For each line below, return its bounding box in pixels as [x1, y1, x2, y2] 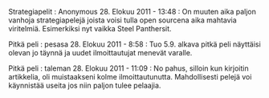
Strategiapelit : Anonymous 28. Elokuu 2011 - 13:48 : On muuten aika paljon [8, 7, 257, 16]
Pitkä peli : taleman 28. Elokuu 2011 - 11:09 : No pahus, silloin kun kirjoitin [8, 63, 249, 73]
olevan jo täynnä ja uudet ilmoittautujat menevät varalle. [8, 48, 193, 57]
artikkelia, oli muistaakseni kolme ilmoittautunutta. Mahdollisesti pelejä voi [8, 72, 252, 81]
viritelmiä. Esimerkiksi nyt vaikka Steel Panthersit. [8, 24, 172, 33]
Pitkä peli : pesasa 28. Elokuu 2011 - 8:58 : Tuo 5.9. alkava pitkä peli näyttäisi [8, 39, 261, 49]
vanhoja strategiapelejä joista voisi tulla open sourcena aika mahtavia [8, 15, 237, 25]
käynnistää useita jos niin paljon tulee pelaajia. [8, 80, 161, 90]
